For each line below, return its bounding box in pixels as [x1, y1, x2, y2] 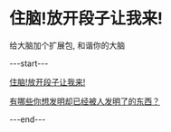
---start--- [9, 58, 49, 69]
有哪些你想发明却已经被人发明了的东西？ [9, 96, 160, 107]
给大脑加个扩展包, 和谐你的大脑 [9, 40, 125, 51]
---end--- [9, 114, 46, 125]
